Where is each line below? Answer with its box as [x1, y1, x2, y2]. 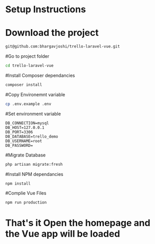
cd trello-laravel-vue [5, 63, 54, 68]
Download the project [5, 27, 99, 39]
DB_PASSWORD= [5, 143, 33, 148]
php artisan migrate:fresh [5, 162, 63, 167]
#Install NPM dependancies [5, 171, 63, 177]
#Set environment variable [5, 110, 61, 117]
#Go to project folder [5, 53, 50, 59]
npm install [5, 181, 31, 186]
